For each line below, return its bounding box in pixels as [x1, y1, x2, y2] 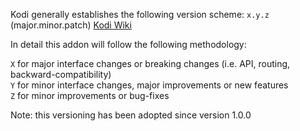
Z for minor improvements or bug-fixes [10, 90, 170, 101]
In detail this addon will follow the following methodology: [10, 39, 247, 50]
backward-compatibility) [10, 69, 112, 80]
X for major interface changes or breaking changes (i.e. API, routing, [10, 58, 291, 69]
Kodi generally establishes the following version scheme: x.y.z [10, 9, 270, 20]
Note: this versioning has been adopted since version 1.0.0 [10, 109, 252, 121]
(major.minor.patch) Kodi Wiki [10, 19, 132, 31]
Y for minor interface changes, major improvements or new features [10, 79, 289, 91]
